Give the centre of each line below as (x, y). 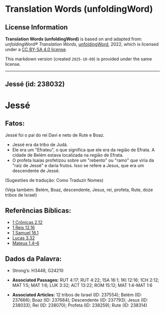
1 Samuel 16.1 (25, 233)
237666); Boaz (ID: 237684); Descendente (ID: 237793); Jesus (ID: (80, 300)
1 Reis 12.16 (24, 228)
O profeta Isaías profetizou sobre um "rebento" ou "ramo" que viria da (83, 160)
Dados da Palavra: (33, 259)
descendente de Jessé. (36, 171)
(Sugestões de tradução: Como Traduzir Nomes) (55, 180)
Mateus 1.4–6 (26, 243)
